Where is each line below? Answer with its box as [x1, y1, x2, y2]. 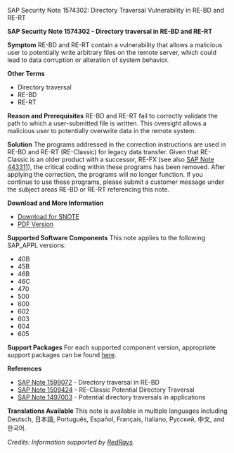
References [7, 364, 42, 373]
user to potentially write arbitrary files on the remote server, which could [7, 49, 216, 56]
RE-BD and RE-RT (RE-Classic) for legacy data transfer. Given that [7, 148, 199, 156]
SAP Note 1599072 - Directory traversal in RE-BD [17, 378, 160, 386]
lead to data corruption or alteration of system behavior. [7, 56, 169, 64]
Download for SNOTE [17, 213, 79, 221]
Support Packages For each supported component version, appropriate [7, 343, 216, 352]
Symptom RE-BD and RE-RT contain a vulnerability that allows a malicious [7, 41, 223, 49]
